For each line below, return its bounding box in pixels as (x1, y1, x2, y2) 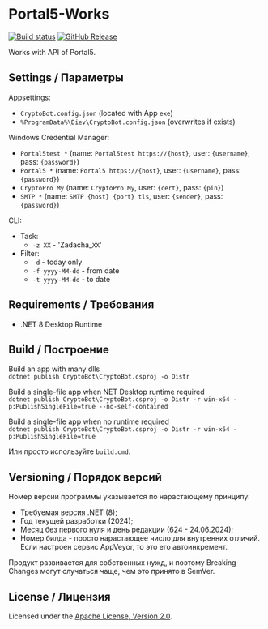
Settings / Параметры (8, 71, 124, 85)
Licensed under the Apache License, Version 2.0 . (8, 611, 172, 621)
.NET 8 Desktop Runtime (19, 319, 103, 329)
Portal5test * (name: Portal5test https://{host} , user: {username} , (19, 148, 251, 158)
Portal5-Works (8, 5, 110, 24)
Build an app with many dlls (8, 364, 100, 374)
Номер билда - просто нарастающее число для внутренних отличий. (19, 533, 261, 543)
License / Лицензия (8, 589, 111, 604)
